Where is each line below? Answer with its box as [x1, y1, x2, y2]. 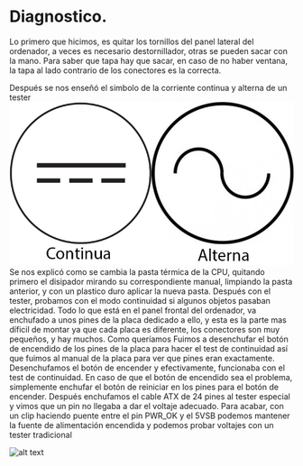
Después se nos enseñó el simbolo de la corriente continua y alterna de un [9, 82, 288, 93]
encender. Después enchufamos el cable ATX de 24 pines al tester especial [9, 390, 290, 402]
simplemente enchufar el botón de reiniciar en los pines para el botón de [9, 381, 280, 392]
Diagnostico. [9, 6, 107, 27]
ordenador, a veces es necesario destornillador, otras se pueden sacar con [9, 45, 289, 56]
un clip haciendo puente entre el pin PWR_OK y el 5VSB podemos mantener [9, 410, 290, 421]
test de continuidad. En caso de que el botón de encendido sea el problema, [9, 371, 293, 382]
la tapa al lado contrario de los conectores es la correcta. [9, 65, 222, 76]
